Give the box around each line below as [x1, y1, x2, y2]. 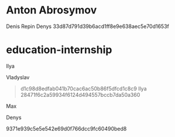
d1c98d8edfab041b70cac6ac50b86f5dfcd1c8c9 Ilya [20, 85, 147, 92]
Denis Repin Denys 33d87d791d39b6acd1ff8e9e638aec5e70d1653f [6, 23, 170, 30]
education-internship [6, 43, 112, 57]
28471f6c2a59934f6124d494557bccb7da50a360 [20, 91, 140, 98]
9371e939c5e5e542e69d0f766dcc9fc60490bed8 [6, 125, 127, 132]
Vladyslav [6, 73, 30, 80]
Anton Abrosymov [6, 3, 97, 17]
